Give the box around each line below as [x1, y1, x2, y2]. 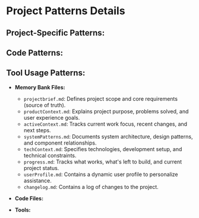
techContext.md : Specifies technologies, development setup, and [23, 145, 182, 152]
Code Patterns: [6, 47, 64, 57]
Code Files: [14, 194, 43, 202]
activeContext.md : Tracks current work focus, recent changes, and [23, 120, 188, 127]
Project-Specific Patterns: [6, 28, 105, 38]
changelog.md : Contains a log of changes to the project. [23, 183, 159, 190]
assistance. [23, 177, 52, 184]
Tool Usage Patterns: [6, 68, 86, 78]
